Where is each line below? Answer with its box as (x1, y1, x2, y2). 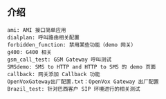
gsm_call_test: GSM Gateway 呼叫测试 (7, 56, 112, 63)
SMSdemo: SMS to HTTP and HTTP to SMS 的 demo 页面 (7, 63, 156, 71)
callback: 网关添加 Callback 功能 (7, 71, 100, 78)
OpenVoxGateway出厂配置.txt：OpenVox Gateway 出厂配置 (7, 78, 159, 85)
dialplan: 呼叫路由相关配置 (7, 34, 80, 41)
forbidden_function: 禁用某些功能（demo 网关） (7, 41, 136, 48)
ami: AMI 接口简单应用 (7, 26, 66, 33)
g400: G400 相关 (7, 48, 52, 55)
